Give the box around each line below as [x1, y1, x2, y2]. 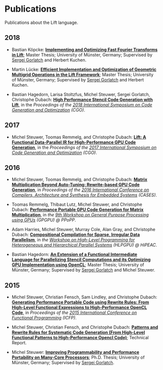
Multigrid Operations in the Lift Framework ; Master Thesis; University [11, 72, 154, 78]
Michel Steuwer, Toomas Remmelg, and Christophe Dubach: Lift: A [11, 134, 146, 140]
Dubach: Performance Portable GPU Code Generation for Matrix [11, 207, 144, 213]
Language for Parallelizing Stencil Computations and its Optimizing [11, 257, 151, 263]
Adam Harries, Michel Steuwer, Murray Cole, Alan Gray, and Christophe [11, 227, 156, 233]
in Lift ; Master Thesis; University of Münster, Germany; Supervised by [11, 52, 153, 58]
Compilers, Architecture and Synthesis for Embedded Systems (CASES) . [11, 192, 157, 198]
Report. [11, 340, 27, 346]
